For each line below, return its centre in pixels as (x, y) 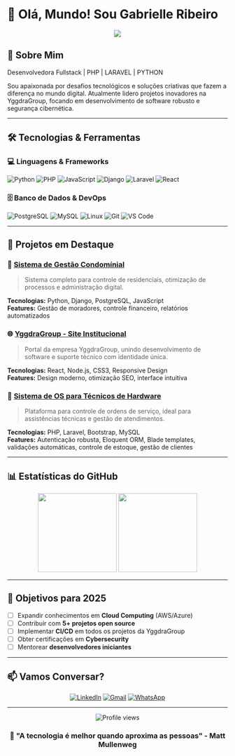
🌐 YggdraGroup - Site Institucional (67, 334)
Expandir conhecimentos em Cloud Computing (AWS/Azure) (105, 615)
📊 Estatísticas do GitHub (63, 477)
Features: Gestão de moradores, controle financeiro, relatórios (98, 309)
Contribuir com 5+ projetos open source (76, 623)
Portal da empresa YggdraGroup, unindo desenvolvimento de (113, 349)
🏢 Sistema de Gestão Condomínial (66, 264)
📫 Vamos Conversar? (56, 677)
